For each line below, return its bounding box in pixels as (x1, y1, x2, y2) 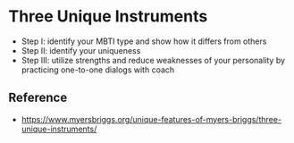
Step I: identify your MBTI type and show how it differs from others (21, 36, 267, 46)
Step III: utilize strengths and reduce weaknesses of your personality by (21, 55, 286, 65)
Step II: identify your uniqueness (21, 45, 141, 55)
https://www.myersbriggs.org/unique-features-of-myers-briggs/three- (21, 114, 282, 124)
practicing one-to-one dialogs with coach (21, 64, 175, 75)
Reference (8, 90, 68, 105)
